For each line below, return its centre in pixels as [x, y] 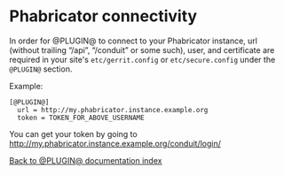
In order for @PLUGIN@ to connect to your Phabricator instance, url [133, 41]
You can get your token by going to [73, 133]
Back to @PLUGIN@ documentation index [86, 160]
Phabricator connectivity [103, 16]
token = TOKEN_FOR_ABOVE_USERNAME [81, 118]
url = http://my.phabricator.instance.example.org [113, 110]
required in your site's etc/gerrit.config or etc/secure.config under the [142, 59]
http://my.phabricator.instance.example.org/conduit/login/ [115, 143]
